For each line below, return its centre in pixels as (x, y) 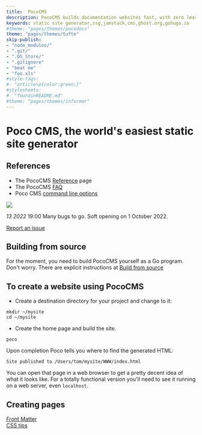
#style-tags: (23, 79)
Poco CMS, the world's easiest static (100, 131)
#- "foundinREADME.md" (35, 96)
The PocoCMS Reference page (53, 180)
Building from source (46, 247)
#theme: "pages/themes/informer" (48, 101)
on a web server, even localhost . (47, 386)
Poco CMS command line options (56, 193)
